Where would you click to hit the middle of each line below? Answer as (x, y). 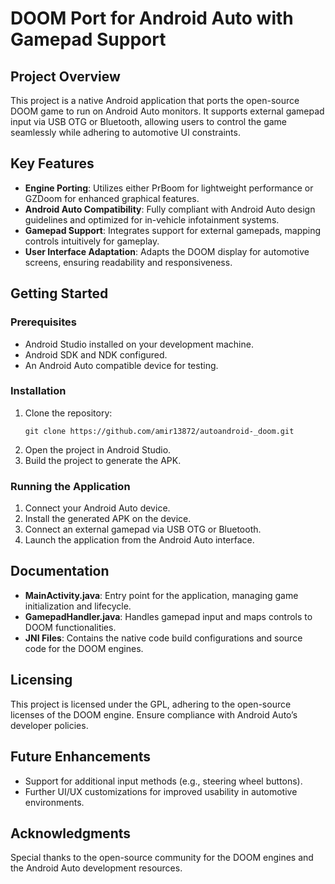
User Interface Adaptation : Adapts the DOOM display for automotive (167, 251)
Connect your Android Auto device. (97, 508)
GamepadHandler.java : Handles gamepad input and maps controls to (168, 616)
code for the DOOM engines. (84, 648)
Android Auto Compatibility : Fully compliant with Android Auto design (170, 209)
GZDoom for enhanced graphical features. (112, 198)
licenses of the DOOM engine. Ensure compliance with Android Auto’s (154, 714)
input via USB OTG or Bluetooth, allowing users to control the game (148, 121)
